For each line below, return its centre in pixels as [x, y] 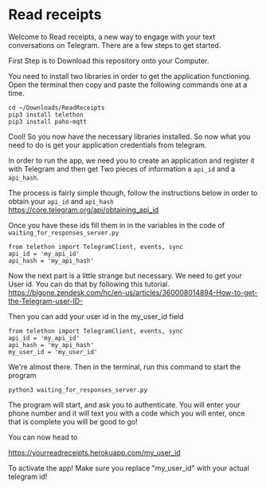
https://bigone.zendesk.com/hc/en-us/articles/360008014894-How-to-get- [133, 292]
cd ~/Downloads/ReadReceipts [57, 108]
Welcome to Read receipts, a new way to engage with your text [112, 37]
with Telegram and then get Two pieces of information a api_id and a [122, 168]
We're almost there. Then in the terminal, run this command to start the [125, 367]
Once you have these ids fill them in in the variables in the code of [117, 225]
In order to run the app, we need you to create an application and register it [131, 160]
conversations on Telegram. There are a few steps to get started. [115, 45]
